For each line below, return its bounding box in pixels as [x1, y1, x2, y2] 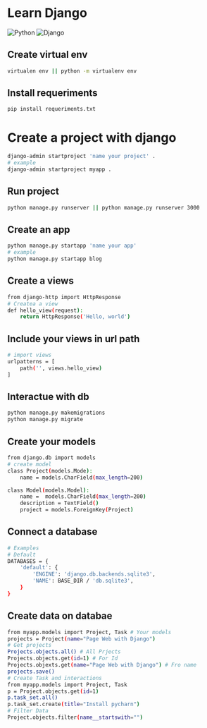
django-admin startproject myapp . [7, 166, 112, 173]
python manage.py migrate [7, 416, 83, 423]
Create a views [7, 275, 74, 287]
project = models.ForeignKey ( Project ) [20, 506, 134, 514]
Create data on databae [7, 610, 113, 622]
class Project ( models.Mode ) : [7, 467, 93, 474]
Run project [7, 186, 60, 198]
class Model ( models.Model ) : [7, 487, 90, 494]
